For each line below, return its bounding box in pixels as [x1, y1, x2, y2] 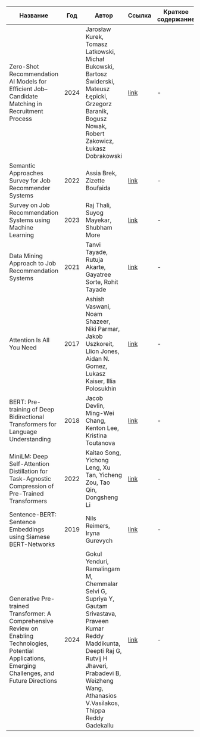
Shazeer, [85, 317, 111, 326]
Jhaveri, [85, 662, 108, 670]
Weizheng [85, 677, 114, 685]
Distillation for [9, 467, 48, 475]
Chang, [85, 417, 106, 425]
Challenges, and [9, 669, 55, 677]
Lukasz [85, 370, 106, 377]
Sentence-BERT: [9, 510, 57, 518]
